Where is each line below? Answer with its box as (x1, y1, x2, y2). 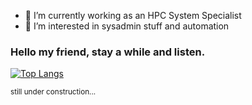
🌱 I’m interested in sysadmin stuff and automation (24, 20, 230, 32)
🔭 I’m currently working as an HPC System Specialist (24, 10, 242, 21)
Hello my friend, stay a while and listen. (10, 45, 206, 59)
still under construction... (10, 87, 97, 97)
